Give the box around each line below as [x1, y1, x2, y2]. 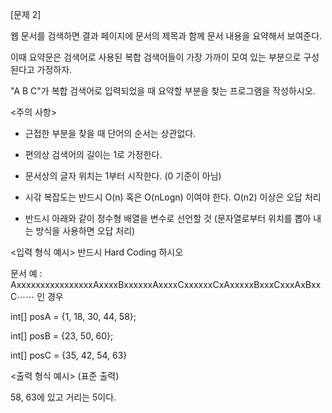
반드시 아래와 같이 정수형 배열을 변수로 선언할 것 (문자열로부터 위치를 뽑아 [24, 213, 312, 224]
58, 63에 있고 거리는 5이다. [10, 391, 117, 403]
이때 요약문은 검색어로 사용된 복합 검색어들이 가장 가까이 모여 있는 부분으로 [10, 51, 302, 63]
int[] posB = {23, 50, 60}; [10, 330, 114, 342]
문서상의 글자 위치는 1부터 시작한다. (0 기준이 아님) [24, 170, 222, 182]
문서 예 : [10, 268, 43, 279]
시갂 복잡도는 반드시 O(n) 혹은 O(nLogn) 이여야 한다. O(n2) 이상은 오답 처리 [24, 191, 322, 203]
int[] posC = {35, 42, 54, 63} [10, 349, 128, 361]
